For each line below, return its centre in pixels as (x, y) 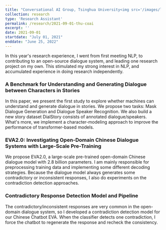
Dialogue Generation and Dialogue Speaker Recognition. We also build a (79, 112)
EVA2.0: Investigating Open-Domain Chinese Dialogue (72, 140)
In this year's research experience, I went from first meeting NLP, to (74, 56)
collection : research (27, 14)
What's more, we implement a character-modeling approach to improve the (82, 122)
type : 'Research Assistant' (34, 19)
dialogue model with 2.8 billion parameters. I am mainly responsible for (77, 162)
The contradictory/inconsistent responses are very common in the (72, 206)
